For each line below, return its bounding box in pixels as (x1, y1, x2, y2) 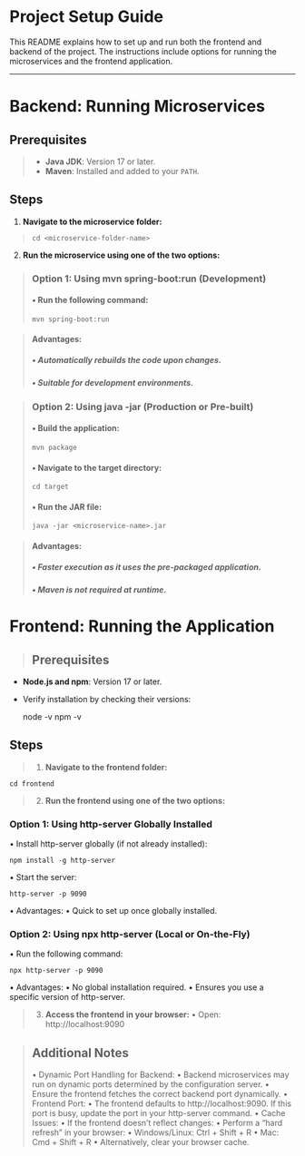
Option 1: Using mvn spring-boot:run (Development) (31, 272, 267, 285)
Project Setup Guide (9, 6, 164, 27)
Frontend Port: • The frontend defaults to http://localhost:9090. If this (31, 1098, 292, 1109)
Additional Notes (31, 1045, 129, 1061)
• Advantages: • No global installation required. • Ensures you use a (9, 982, 265, 993)
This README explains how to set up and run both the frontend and (9, 36, 262, 47)
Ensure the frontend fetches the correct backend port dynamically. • (31, 1089, 289, 1100)
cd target (31, 483, 70, 492)
